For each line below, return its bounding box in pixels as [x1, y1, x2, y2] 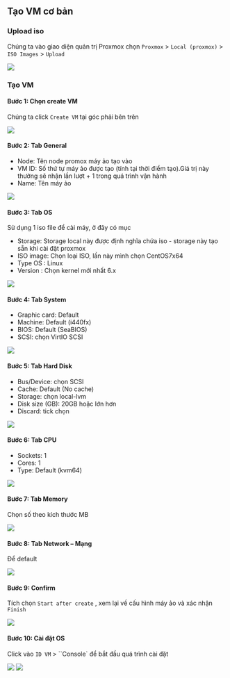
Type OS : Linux [17, 259, 63, 267]
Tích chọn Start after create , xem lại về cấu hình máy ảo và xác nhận [7, 599, 213, 607]
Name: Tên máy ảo [17, 179, 72, 188]
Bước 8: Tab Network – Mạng [7, 539, 92, 547]
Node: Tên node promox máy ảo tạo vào [17, 157, 133, 165]
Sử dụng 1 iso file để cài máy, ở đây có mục [7, 224, 131, 232]
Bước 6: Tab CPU [7, 436, 57, 444]
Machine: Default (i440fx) [17, 318, 92, 326]
